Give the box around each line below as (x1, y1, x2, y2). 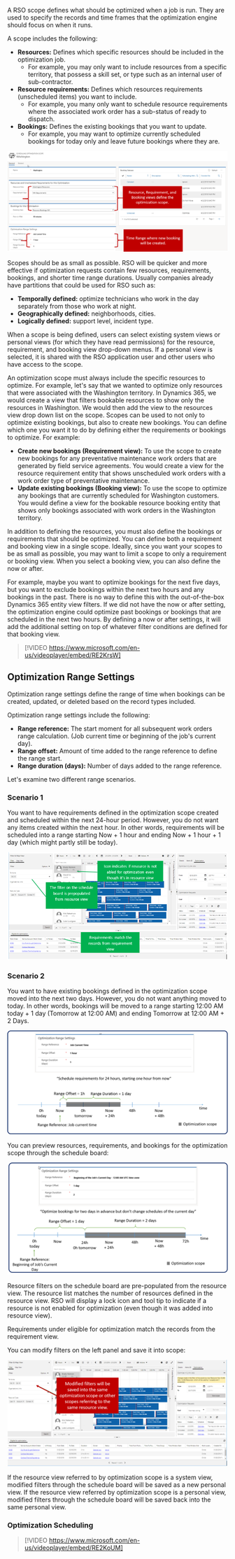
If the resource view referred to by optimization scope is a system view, (7, 1473, 213, 1482)
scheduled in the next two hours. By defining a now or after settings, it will (7, 615, 221, 623)
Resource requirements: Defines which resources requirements (17, 85, 203, 93)
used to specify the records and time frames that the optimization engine (7, 13, 218, 22)
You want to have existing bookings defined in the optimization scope (7, 987, 208, 996)
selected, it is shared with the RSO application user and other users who (7, 353, 215, 361)
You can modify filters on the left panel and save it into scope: (7, 1346, 186, 1354)
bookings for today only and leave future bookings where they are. (27, 137, 220, 146)
